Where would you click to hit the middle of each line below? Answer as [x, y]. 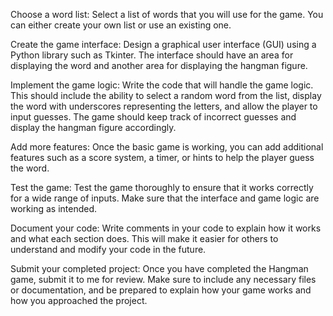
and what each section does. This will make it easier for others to [144, 238]
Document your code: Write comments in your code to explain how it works [166, 228]
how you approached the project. [79, 300]
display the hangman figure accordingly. [93, 127]
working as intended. [54, 208]
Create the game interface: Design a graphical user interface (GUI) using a [163, 44]
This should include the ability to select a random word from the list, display [166, 95]
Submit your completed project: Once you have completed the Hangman [159, 268]
